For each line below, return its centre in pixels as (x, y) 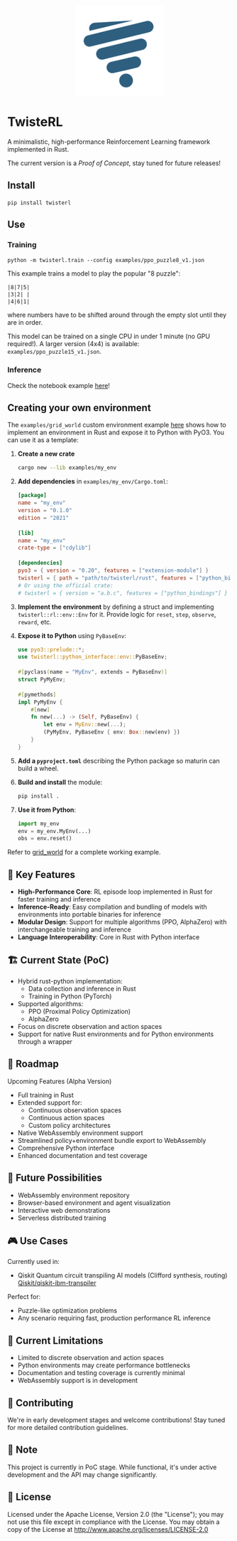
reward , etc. (34, 622)
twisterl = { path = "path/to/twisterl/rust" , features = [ (108, 578)
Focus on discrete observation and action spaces (90, 1026)
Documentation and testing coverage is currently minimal (101, 1373)
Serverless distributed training (62, 1218)
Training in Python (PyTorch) (70, 996)
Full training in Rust (46, 1095)
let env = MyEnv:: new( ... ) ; (85, 725)
